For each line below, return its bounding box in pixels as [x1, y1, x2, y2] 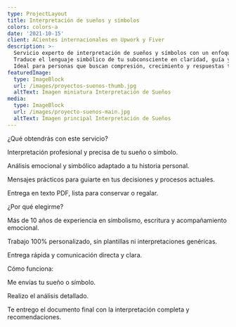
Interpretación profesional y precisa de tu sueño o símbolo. [7, 148, 178, 156]
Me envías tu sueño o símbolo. [7, 278, 96, 286]
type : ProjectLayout [7, 10, 68, 18]
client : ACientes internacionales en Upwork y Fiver [7, 37, 165, 44]
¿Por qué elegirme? [7, 202, 64, 211]
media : [7, 96, 27, 103]
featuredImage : [7, 69, 52, 76]
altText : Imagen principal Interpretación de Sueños [13, 115, 171, 122]
